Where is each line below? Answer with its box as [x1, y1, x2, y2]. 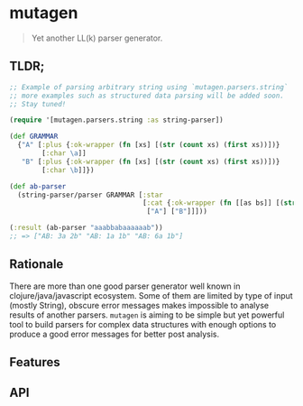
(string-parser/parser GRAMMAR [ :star [17, 190, 164, 199]
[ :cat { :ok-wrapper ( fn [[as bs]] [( [142, 198, 284, 208]
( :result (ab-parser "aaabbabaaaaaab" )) [9, 224, 164, 233]
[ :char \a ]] [41, 149, 87, 158]
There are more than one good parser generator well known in [9, 281, 241, 291]
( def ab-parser [9, 181, 67, 191]
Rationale [9, 256, 64, 272]
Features [9, 355, 60, 370]
